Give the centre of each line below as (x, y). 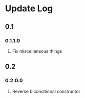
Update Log (29, 9)
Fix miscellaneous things (37, 51)
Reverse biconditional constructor (46, 91)
